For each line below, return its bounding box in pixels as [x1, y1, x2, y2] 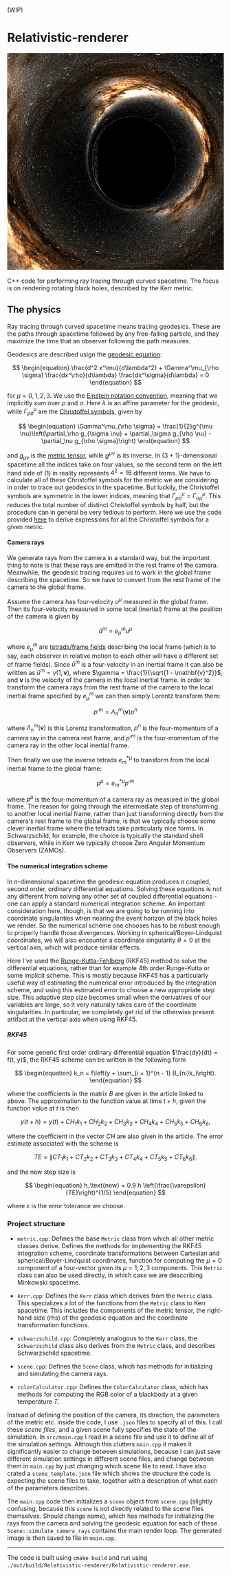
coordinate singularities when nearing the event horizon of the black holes [7, 914, 218, 922]
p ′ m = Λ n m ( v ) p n [93, 707, 137, 718]
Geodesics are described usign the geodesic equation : [7, 350, 162, 358]
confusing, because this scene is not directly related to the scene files [7, 1505, 204, 1513]
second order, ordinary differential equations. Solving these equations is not [7, 884, 222, 893]
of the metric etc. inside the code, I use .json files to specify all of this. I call [7, 1418, 223, 1426]
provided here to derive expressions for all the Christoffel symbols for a [7, 515, 210, 524]
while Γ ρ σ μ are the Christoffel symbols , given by [7, 406, 142, 417]
